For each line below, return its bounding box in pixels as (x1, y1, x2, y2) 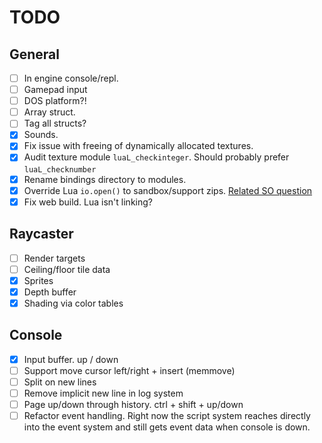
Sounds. (23, 129, 59, 141)
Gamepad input (23, 84, 88, 96)
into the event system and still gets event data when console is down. (23, 421, 311, 433)
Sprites (23, 274, 54, 286)
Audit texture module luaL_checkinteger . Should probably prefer (23, 151, 290, 163)
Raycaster (9, 226, 74, 243)
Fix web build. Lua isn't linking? (23, 196, 153, 208)
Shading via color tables (23, 297, 124, 309)
